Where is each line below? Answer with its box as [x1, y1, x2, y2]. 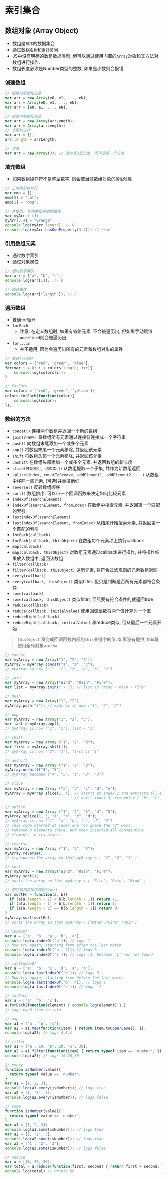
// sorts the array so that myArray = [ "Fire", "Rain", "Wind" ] [5, 878, 146, 883]
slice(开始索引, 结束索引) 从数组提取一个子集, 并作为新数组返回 [12, 465, 141, 471]
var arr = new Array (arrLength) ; [5, 118, 75, 123]
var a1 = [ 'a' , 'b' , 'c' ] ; [5, 1021, 61, 1026]
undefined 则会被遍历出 [19, 334, 67, 340]
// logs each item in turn [5, 1007, 61, 1012]
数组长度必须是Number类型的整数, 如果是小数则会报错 [12, 66, 124, 71]
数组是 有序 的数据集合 [12, 41, 55, 46]
